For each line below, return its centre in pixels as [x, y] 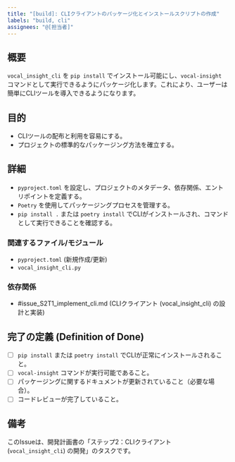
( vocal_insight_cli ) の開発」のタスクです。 [71, 451]
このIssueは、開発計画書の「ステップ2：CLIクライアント [89, 442]
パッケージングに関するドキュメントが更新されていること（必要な [113, 382]
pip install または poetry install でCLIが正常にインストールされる [117, 355]
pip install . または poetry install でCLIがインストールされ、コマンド [123, 214]
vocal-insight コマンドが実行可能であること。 [85, 373]
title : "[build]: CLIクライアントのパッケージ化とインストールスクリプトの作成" [114, 14]
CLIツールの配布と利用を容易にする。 [72, 136]
